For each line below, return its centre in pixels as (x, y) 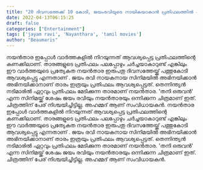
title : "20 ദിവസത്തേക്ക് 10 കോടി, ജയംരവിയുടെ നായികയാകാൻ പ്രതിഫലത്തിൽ (100, 12)
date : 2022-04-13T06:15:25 (40, 18)
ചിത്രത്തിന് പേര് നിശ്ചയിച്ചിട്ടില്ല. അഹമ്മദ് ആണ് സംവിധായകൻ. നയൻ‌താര (100, 105)
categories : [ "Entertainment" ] (46, 29)
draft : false (23, 23)
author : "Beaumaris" (32, 40)
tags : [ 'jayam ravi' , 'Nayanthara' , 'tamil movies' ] (74, 34)
